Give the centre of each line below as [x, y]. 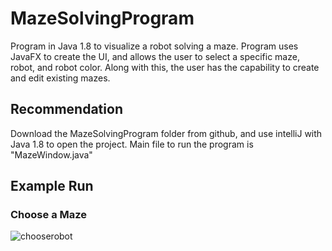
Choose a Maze [49, 215]
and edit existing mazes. [60, 78]
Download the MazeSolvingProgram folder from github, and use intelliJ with [166, 133]
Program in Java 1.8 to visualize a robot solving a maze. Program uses [154, 46]
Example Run [52, 186]
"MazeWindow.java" [51, 154]
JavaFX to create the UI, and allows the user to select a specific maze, [155, 56]
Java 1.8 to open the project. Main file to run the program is [132, 144]
